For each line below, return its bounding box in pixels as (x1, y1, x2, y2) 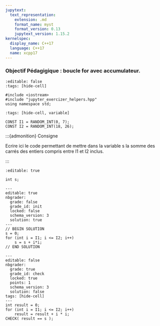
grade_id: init (10, 203, 42, 209)
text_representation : (10, 12, 56, 17)
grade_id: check (10, 271, 44, 276)
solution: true (10, 217, 42, 222)
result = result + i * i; (14, 311, 70, 317)
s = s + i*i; (14, 239, 42, 245)
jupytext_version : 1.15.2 (14, 31, 70, 36)
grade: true (10, 267, 36, 272)
